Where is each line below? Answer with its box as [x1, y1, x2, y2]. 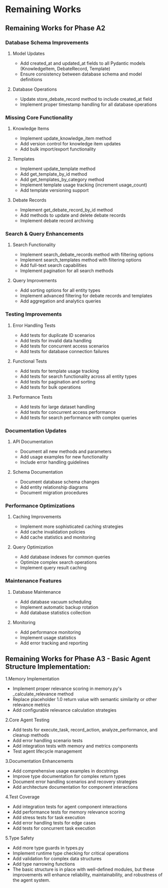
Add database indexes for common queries [20, 554, 110, 560]
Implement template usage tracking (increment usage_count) [20, 182, 148, 188]
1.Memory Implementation [5, 676, 60, 682]
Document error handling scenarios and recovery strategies [12, 779, 138, 785]
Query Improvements [12, 278, 57, 284]
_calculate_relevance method [12, 691, 74, 697]
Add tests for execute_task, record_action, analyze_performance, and [12, 727, 158, 733]
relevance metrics [12, 702, 51, 708]
